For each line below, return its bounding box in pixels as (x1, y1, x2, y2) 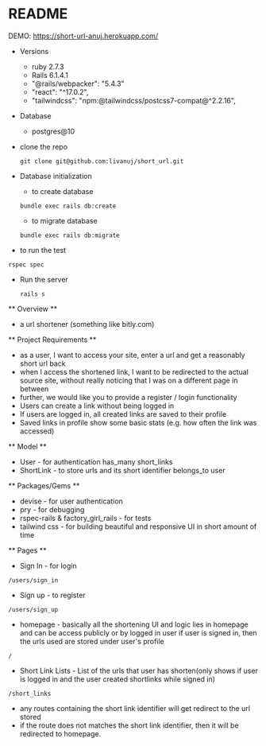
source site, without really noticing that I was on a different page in (19, 375, 238, 385)
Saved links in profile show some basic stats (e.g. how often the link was (19, 418, 257, 427)
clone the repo (19, 142, 68, 151)
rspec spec (8, 260, 44, 269)
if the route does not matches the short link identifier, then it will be (19, 721, 240, 730)
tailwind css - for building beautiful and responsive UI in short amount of (19, 522, 257, 531)
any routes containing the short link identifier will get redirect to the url (19, 703, 250, 713)
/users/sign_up (8, 605, 59, 613)
